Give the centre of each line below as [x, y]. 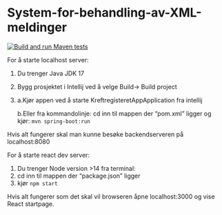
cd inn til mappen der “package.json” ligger [79, 176]
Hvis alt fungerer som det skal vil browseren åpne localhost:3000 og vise [111, 196]
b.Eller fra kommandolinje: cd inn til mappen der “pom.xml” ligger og [114, 113]
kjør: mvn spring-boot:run [54, 121]
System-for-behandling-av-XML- [104, 13]
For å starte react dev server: [49, 155]
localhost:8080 [29, 141]
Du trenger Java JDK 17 [51, 73]
